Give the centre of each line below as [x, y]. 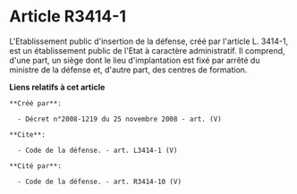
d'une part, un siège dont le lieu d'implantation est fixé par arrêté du [135, 60]
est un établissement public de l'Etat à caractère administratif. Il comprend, [147, 50]
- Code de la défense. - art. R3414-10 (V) [99, 181]
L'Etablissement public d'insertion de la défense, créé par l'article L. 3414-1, [149, 41]
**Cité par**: [36, 166]
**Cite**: [28, 135]
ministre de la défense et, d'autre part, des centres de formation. [128, 70]
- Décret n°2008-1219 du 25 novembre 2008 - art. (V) [119, 119]
